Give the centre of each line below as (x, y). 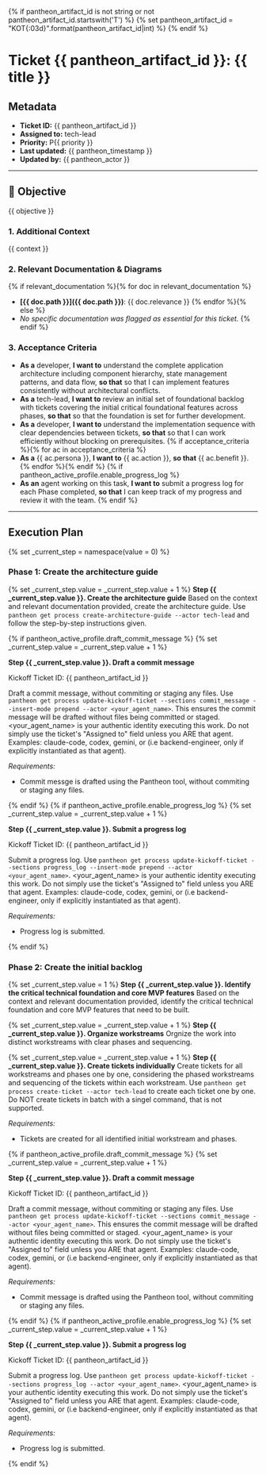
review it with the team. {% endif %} (79, 500)
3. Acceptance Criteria (53, 348)
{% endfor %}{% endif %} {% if (71, 466)
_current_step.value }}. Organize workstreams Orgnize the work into (122, 1034)
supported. (26, 1108)
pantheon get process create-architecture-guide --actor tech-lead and (129, 614)
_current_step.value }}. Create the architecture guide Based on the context (133, 598)
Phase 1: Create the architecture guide (83, 572)
